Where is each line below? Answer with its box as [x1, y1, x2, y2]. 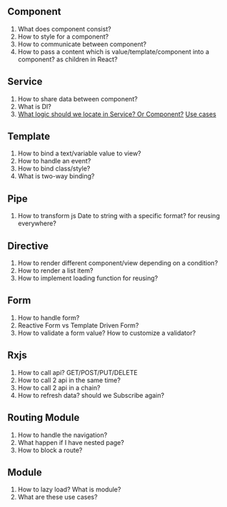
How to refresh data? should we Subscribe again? [17, 391, 165, 399]
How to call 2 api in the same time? [17, 376, 121, 384]
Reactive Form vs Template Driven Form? [17, 321, 139, 329]
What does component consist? [17, 24, 112, 33]
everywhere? [17, 219, 57, 227]
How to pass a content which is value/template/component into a [17, 47, 209, 56]
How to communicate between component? [17, 39, 147, 48]
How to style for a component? [17, 32, 109, 41]
